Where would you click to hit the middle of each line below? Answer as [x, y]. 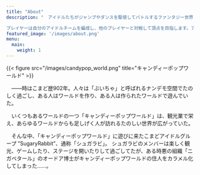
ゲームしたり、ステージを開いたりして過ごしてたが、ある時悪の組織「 [102, 151]
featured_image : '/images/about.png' [53, 33]
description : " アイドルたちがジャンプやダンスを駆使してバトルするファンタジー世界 [100, 17]
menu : [13, 39]
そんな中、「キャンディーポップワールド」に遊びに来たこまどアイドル [96, 136]
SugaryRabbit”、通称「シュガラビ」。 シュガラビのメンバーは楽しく [102, 143]
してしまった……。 [29, 165]
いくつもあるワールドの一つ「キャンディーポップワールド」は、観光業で [100, 116]
